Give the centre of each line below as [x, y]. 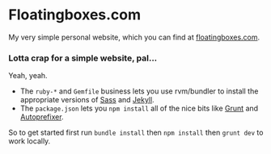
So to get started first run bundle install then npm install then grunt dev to [136, 133]
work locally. [30, 141]
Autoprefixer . [42, 117]
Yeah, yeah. [28, 76]
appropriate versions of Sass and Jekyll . [87, 100]
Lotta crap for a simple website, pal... [83, 58]
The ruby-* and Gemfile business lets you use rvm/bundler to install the [139, 91]
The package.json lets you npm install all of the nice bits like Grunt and [139, 108]
